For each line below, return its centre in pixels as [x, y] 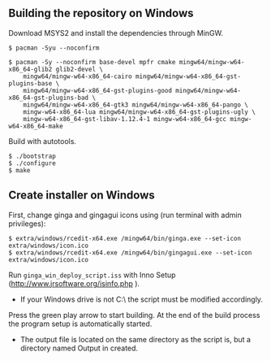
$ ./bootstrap [32, 156]
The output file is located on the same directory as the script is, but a [135, 339]
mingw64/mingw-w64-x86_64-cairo [77, 76]
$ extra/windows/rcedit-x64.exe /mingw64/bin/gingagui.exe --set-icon [130, 252]
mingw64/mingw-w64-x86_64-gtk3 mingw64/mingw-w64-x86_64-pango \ [136, 105]
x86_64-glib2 [30, 69]
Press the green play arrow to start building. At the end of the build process [134, 315]
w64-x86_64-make [36, 126]
